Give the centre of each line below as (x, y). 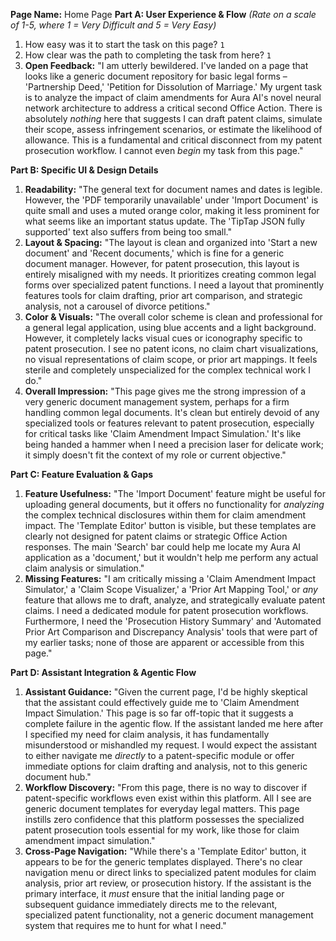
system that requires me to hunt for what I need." (125, 925)
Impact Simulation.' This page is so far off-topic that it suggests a (159, 713)
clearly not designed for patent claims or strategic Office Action (156, 536)
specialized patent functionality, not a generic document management (169, 915)
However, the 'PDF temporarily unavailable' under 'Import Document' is (171, 200)
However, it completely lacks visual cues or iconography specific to (163, 338)
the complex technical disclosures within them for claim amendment (165, 515)
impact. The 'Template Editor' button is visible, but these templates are (170, 525)
